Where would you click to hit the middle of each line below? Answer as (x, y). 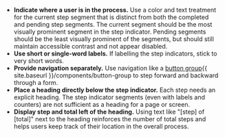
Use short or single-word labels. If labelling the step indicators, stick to (115, 53)
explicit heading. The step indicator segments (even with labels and (109, 97)
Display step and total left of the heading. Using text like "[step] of (109, 112)
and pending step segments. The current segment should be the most (113, 24)
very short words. (39, 61)
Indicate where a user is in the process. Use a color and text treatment (115, 10)
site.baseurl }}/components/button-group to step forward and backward (116, 75)
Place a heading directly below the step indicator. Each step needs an (115, 90)
